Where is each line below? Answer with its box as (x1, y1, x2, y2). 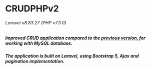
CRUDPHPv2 (5, 3, 59, 14)
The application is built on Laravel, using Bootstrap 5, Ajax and (5, 53, 139, 59)
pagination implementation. (5, 58, 65, 64)
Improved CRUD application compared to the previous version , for (5, 35, 146, 41)
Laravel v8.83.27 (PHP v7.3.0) (5, 19, 66, 25)
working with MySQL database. (5, 40, 72, 46)
